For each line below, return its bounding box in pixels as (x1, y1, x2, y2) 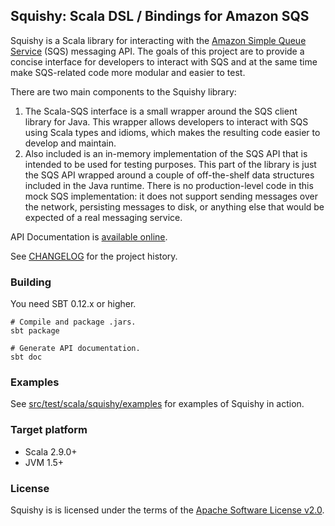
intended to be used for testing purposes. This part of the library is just (24, 158, 317, 170)
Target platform (10, 423, 88, 437)
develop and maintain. (24, 137, 117, 149)
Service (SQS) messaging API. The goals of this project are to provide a (10, 45, 305, 57)
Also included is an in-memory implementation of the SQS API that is (24, 147, 308, 159)
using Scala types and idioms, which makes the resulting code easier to (24, 126, 321, 138)
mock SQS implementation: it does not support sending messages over (24, 190, 318, 202)
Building (10, 275, 52, 289)
